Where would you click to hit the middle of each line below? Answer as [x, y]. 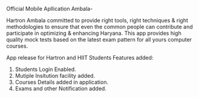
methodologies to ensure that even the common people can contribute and [100, 27]
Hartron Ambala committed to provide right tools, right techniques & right [97, 20]
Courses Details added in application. [62, 82]
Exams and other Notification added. [61, 89]
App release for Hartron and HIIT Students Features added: [80, 58]
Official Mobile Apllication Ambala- [50, 9]
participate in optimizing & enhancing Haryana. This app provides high [94, 33]
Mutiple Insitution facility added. [55, 76]
